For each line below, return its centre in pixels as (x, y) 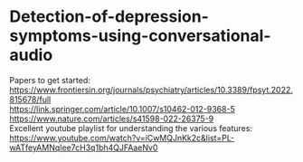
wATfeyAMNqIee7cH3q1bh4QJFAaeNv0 (84, 148)
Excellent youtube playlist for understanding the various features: (131, 128)
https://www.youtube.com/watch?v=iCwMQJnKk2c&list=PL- (122, 138)
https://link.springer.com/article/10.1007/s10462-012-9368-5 (122, 109)
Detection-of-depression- (109, 17)
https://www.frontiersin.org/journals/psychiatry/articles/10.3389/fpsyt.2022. (151, 90)
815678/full (30, 99)
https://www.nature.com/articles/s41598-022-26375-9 (112, 119)
